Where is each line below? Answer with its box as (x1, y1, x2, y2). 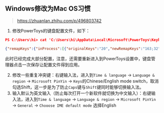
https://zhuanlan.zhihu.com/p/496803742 (17, 17, 102, 23)
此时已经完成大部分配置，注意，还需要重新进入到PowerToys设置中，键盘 (5, 55, 151, 62)
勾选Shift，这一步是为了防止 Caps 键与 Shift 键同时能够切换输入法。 (12, 84, 144, 90)
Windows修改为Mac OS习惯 (5, 4, 91, 13)
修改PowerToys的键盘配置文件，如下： (12, 28, 90, 33)
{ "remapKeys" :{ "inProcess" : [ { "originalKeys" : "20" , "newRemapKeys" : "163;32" (5, 46, 161, 51)
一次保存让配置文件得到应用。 (21, 62, 82, 67)
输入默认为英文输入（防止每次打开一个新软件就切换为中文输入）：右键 (12, 90, 151, 96)
